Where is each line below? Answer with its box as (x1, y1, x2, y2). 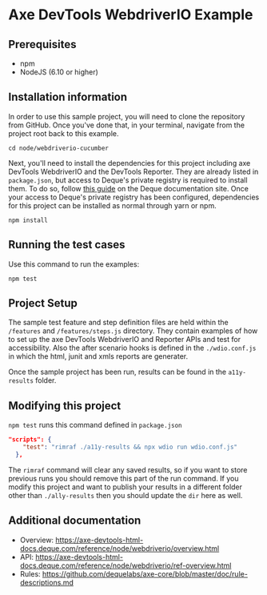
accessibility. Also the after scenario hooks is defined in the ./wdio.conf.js (8, 343, 257, 353)
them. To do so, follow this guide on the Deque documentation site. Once (8, 183, 249, 193)
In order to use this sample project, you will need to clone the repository (8, 111, 245, 121)
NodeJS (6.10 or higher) (19, 67, 98, 77)
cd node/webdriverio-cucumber (8, 144, 110, 152)
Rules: (19, 569, 42, 578)
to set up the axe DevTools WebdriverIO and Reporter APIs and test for (8, 335, 241, 344)
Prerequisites (8, 38, 77, 51)
